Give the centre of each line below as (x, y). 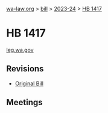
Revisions (25, 69)
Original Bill (29, 83)
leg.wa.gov (20, 50)
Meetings (25, 102)
